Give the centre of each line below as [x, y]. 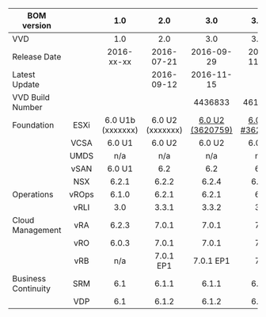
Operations [33, 195]
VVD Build [31, 97]
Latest [24, 74]
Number [27, 107]
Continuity [32, 288]
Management [37, 230]
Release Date [37, 57]
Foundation [33, 125]
